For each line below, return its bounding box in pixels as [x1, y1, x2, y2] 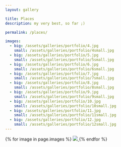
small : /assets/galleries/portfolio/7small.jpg [14, 75, 114, 81]
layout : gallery [5, 7, 39, 12]
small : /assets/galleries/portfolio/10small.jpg [14, 103, 117, 108]
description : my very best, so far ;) [5, 21, 85, 26]
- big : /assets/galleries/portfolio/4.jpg [9, 43, 99, 49]
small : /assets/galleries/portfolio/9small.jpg [14, 94, 114, 99]
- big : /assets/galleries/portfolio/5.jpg [9, 53, 99, 58]
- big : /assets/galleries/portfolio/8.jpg [9, 80, 99, 85]
